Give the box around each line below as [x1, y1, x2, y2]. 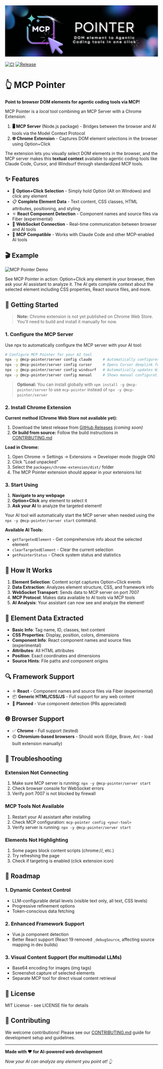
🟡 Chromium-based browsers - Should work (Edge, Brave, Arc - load [12, 733, 153, 739]
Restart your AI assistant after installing [12, 814, 91, 820]
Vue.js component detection [12, 931, 69, 937]
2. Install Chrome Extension [5, 404, 71, 411]
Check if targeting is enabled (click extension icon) [12, 858, 114, 864]
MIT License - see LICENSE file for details [5, 1003, 89, 1009]
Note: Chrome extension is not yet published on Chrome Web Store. [16, 314, 153, 319]
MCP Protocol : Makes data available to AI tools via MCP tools [12, 594, 135, 600]
